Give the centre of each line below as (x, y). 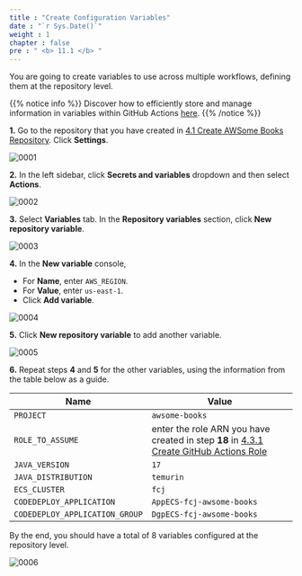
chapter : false (40, 43)
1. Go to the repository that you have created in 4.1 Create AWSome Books (147, 130)
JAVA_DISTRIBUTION (53, 478)
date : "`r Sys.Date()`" (56, 26)
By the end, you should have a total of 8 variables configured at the (134, 536)
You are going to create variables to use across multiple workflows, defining (150, 76)
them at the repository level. (62, 86)
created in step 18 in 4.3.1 (207, 440)
